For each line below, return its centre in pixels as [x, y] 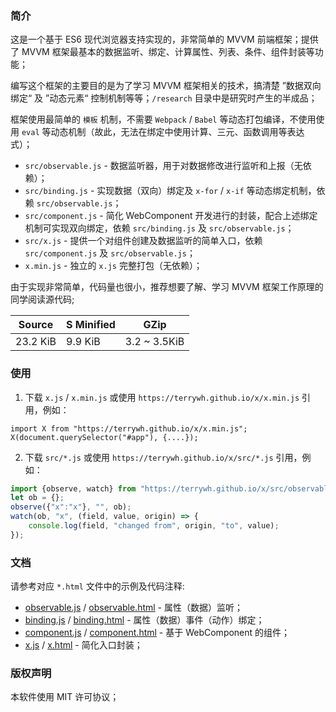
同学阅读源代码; [42, 299]
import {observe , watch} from [73, 488]
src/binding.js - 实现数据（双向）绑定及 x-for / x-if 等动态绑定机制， [170, 191]
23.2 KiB [36, 342]
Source [36, 325]
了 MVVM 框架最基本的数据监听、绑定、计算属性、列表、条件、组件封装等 [162, 52]
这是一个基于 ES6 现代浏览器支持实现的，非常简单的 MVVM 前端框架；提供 [164, 39]
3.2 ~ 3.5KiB [154, 342]
